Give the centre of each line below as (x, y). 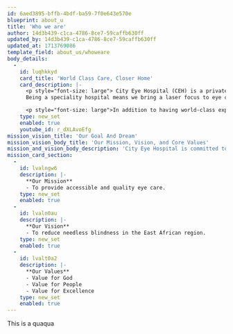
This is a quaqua (31, 324)
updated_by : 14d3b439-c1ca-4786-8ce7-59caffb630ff (82, 40)
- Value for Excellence (60, 291)
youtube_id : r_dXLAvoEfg (55, 129)
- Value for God (49, 278)
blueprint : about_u (35, 20)
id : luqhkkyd (38, 72)
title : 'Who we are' (37, 26)
